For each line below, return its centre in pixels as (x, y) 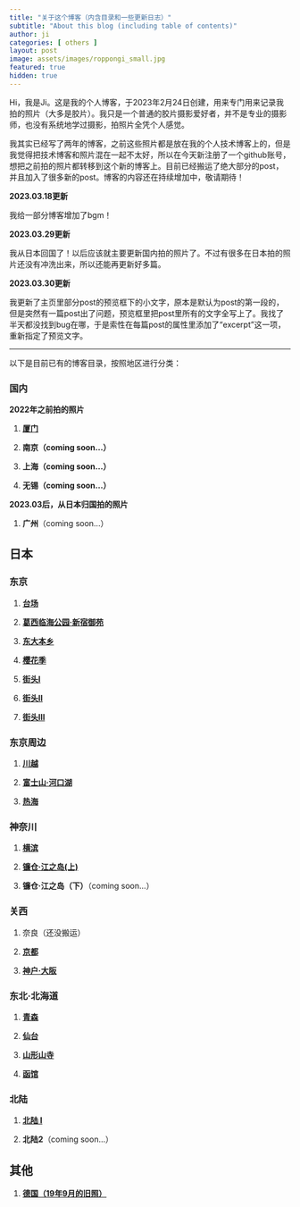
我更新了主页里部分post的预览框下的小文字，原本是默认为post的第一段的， (146, 302)
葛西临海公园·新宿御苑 (63, 622)
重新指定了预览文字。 (48, 335)
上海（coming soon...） (67, 466)
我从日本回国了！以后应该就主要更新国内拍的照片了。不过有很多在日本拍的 (146, 253)
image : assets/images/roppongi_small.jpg (87, 59)
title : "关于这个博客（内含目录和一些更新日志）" (91, 17)
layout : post (33, 51)
